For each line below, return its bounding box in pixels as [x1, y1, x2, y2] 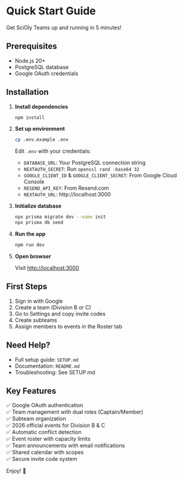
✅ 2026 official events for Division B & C [6, 422, 106, 429]
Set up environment [14, 125, 66, 133]
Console [23, 178, 45, 186]
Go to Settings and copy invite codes [14, 310, 106, 317]
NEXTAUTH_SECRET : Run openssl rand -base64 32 [23, 165, 140, 173]
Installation [6, 87, 49, 97]
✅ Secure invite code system [6, 456, 77, 463]
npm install [14, 115, 45, 121]
